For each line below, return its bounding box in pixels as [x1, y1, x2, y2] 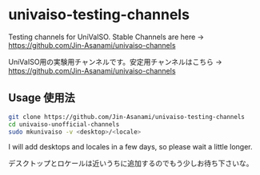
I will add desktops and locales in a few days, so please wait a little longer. [8, 142, 254, 152]
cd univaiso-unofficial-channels [8, 120, 120, 129]
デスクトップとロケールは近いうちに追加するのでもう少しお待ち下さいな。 [8, 158, 254, 169]
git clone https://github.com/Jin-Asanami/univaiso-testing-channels [8, 113, 246, 121]
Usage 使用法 [8, 91, 76, 105]
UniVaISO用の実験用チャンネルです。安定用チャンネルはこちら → [8, 57, 222, 66]
